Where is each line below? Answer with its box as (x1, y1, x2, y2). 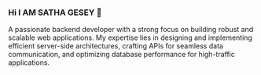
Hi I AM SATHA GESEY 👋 (8, 7, 102, 18)
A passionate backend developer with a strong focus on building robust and (8, 25, 254, 34)
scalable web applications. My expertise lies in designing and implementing (8, 33, 253, 42)
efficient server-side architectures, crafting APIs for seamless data (8, 41, 224, 51)
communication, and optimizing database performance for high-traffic (8, 50, 236, 59)
